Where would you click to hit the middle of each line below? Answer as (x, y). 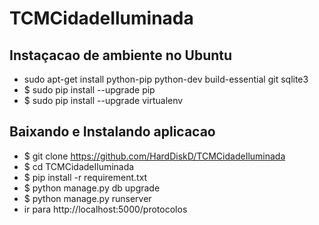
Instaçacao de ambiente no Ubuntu (121, 55)
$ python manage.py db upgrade (92, 188)
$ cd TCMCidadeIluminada (79, 166)
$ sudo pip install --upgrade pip (89, 90)
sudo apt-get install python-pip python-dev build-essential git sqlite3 (166, 79)
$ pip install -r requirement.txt (85, 177)
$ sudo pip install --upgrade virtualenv (103, 100)
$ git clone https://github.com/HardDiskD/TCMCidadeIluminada (154, 156)
